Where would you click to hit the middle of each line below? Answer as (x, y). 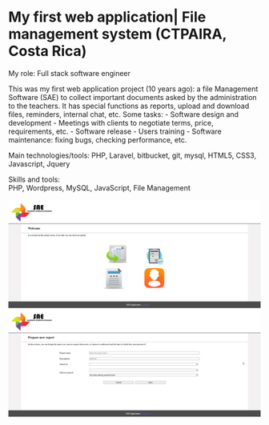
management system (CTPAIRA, (117, 34)
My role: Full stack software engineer (69, 73)
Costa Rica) (48, 51)
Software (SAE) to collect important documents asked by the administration (133, 97)
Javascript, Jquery (39, 163)
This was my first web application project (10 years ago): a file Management (133, 89)
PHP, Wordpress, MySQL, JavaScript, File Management (99, 187)
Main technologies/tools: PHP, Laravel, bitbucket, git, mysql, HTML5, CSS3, (132, 155)
